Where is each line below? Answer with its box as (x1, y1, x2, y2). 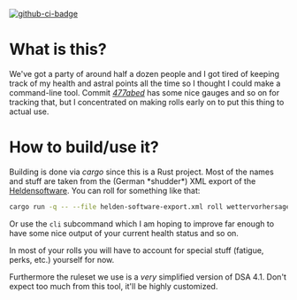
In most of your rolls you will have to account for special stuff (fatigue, (9, 244, 264, 256)
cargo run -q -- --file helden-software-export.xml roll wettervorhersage (9, 202, 291, 212)
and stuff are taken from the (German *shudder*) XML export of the (9, 175, 256, 186)
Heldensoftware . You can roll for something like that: (9, 185, 201, 196)
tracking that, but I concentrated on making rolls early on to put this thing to (9, 96, 285, 107)
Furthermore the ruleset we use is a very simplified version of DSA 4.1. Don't (9, 271, 287, 282)
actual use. (9, 106, 49, 117)
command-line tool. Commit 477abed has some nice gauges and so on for (9, 87, 280, 97)
